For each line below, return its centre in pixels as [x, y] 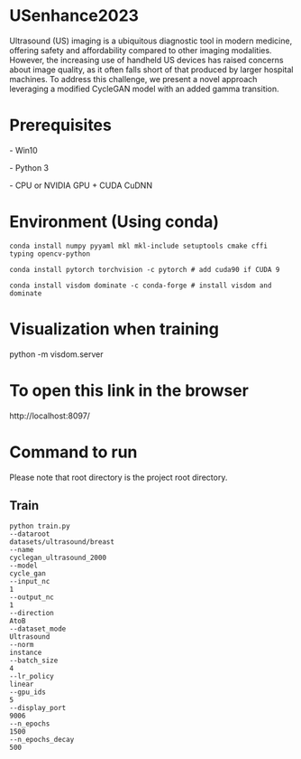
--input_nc [30, 582]
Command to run [73, 452]
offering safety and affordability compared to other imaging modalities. [141, 50]
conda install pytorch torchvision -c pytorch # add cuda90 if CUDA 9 [145, 269]
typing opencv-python [50, 254]
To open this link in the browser [129, 390]
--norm [22, 645]
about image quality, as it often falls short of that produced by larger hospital [151, 70]
